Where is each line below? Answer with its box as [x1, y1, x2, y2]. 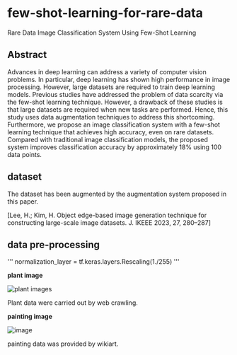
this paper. [7, 197, 39, 206]
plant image [7, 271, 43, 280]
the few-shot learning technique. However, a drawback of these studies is [7, 98, 223, 106]
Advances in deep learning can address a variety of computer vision [7, 67, 207, 76]
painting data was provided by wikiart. [7, 339, 119, 348]
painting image [7, 313, 53, 321]
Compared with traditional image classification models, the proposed [7, 135, 209, 144]
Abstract [7, 49, 47, 61]
